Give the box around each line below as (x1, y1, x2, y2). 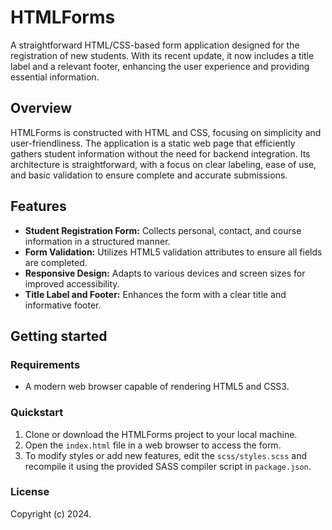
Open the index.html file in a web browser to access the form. (24, 439, 282, 451)
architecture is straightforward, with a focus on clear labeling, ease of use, (10, 158, 317, 170)
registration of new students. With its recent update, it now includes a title (10, 49, 315, 61)
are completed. (24, 256, 88, 268)
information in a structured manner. (24, 235, 171, 247)
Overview (10, 100, 73, 117)
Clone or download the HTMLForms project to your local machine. (24, 428, 298, 440)
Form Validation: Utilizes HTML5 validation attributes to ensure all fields (24, 246, 323, 258)
